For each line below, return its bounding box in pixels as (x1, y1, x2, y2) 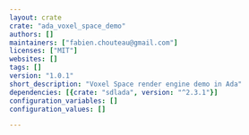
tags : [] (9, 63, 42, 72)
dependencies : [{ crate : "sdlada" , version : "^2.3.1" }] (9, 88, 219, 97)
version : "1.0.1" (9, 72, 74, 80)
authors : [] (9, 30, 54, 38)
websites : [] (9, 55, 58, 63)
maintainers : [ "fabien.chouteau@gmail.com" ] (9, 38, 178, 47)
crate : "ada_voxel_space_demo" (9, 21, 126, 30)
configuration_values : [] (9, 105, 106, 114)
